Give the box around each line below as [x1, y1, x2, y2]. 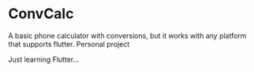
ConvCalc [8, 5, 74, 23]
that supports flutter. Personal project [8, 39, 130, 48]
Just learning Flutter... [8, 55, 80, 64]
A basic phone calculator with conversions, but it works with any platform [8, 31, 247, 40]
